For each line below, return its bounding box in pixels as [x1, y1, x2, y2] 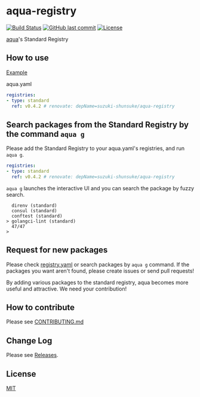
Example [6, 69, 28, 76]
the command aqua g [6, 129, 85, 139]
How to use [6, 53, 49, 63]
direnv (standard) [11, 202, 58, 209]
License [6, 369, 36, 379]
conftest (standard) [11, 213, 63, 219]
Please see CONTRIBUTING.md [6, 318, 84, 325]
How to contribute [6, 303, 75, 313]
